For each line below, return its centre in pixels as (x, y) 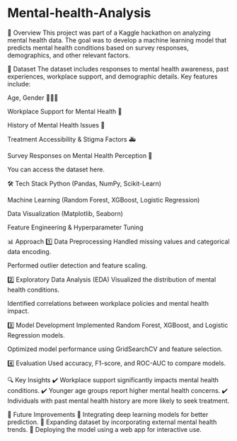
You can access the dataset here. (56, 169)
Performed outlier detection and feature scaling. (77, 265)
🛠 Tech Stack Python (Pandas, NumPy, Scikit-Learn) (84, 183)
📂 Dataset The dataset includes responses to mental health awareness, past (118, 69)
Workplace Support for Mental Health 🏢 (65, 111)
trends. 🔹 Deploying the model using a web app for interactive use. (104, 429)
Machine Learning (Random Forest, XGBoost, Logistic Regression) (104, 200)
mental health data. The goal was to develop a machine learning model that (117, 40)
